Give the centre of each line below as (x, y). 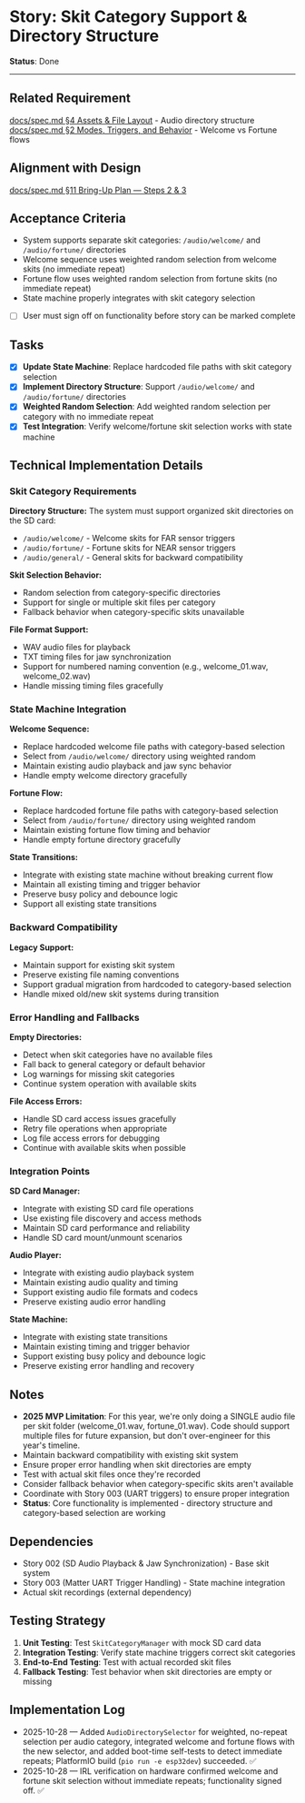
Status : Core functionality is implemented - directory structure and (148, 1503)
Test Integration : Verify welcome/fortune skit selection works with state (157, 426)
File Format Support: (49, 629)
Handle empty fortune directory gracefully (102, 840)
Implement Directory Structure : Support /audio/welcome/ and (139, 387)
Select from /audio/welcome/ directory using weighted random (139, 757)
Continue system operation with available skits (109, 1084)
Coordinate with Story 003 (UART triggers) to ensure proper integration (156, 1494)
